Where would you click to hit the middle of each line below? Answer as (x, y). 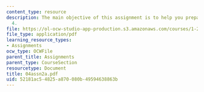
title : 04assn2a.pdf (32, 74)
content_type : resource (36, 12)
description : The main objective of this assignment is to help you (95, 18)
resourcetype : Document (36, 68)
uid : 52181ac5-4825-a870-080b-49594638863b (62, 79)
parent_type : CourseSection (42, 62)
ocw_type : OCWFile (29, 51)
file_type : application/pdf (42, 34)
